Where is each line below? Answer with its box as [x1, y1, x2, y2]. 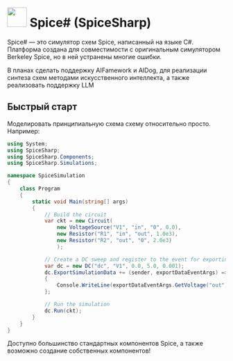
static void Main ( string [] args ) [32, 198, 129, 205]
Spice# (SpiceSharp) [29, 15, 151, 31]
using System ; [7, 140, 49, 147]
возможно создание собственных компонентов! [7, 346, 151, 355]
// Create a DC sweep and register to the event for [44, 256, 200, 263]
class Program [19, 185, 60, 192]
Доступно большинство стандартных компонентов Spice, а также [7, 339, 203, 348]
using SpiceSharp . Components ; [7, 153, 95, 160]
